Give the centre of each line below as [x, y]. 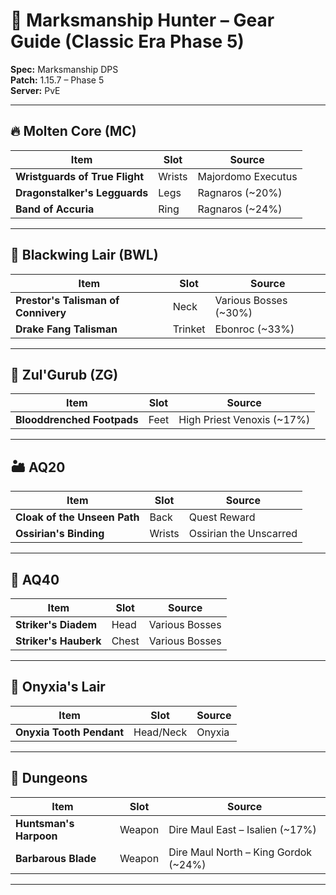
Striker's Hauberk [58, 641]
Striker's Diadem [56, 624]
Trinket [189, 329]
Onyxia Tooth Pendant [69, 732]
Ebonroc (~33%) [254, 329]
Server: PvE [35, 90]
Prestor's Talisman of [67, 300]
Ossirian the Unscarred [243, 534]
